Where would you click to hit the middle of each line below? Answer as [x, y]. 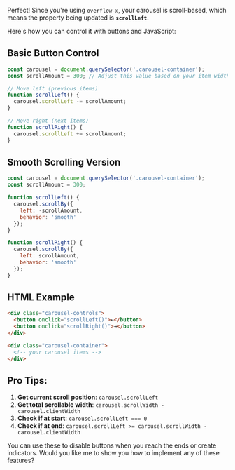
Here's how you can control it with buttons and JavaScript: [92, 31]
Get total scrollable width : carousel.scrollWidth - [91, 405]
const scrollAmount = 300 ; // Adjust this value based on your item [109, 76]
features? [21, 461]
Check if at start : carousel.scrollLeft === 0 [82, 418]
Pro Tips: [27, 381]
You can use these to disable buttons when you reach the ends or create [112, 445]
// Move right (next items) [48, 121]
